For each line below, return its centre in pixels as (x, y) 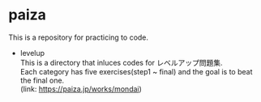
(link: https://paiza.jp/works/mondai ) (81, 89)
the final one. (42, 80)
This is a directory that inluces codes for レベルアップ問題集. (121, 62)
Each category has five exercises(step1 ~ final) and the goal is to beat (136, 71)
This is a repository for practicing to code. (78, 37)
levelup (32, 53)
